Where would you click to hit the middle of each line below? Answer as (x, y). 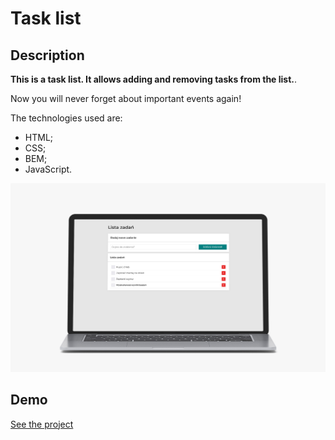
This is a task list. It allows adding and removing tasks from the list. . (154, 79)
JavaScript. (48, 169)
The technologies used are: (66, 118)
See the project (42, 424)
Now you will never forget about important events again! (126, 98)
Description (47, 55)
